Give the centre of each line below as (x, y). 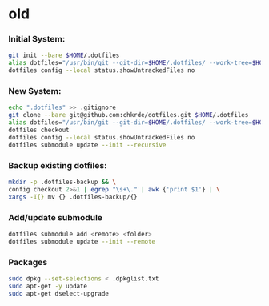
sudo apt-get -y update (48, 286)
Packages (28, 262)
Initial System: (37, 39)
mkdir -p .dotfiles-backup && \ (62, 182)
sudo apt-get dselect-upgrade (59, 293)
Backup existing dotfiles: (58, 165)
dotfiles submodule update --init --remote (82, 241)
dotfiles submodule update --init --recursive (87, 145)
